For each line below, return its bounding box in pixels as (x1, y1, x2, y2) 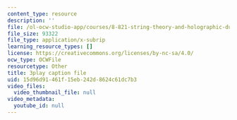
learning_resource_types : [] (7, 43, 93, 50)
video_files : (7, 83, 46, 90)
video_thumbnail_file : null (13, 89, 97, 96)
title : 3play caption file (7, 69, 87, 76)
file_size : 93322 (7, 30, 59, 37)
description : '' (7, 17, 55, 24)
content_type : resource (7, 10, 78, 18)
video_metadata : (7, 96, 55, 103)
